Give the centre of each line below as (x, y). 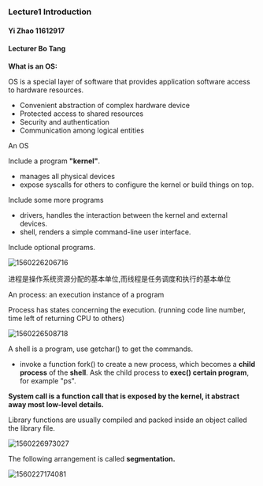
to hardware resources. (46, 90)
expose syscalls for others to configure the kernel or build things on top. (137, 185)
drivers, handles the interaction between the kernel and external (124, 215)
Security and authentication (65, 121)
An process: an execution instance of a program (86, 294)
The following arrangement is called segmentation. (92, 458)
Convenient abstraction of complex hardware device (105, 105)
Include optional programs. (52, 247)
